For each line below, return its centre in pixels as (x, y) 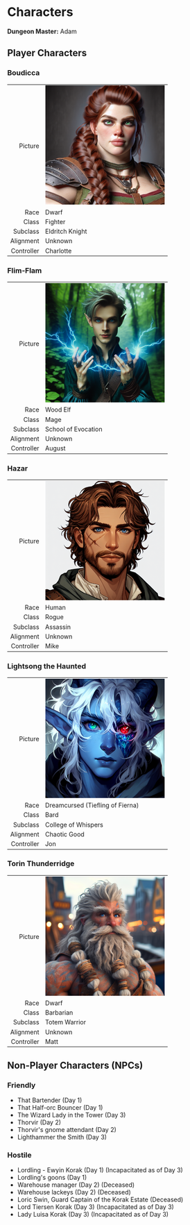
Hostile (20, 1155)
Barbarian (59, 1013)
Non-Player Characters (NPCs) (75, 1065)
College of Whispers (74, 825)
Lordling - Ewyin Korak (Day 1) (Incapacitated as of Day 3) (100, 1170)
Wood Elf (58, 409)
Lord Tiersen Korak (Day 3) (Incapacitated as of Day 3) (96, 1207)
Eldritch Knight (66, 231)
